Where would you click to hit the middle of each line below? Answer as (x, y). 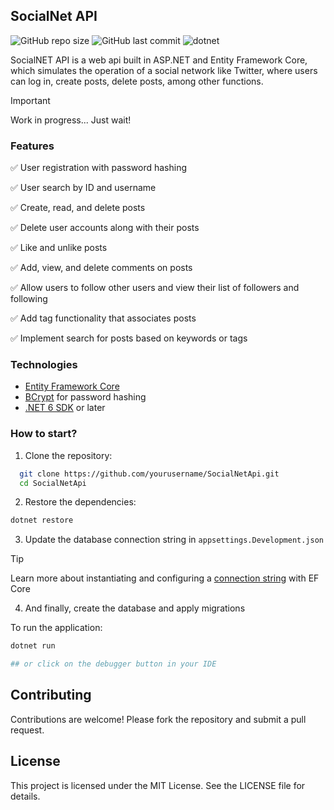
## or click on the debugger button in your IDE (113, 664)
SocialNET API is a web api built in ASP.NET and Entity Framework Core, (159, 60)
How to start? (44, 434)
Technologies (44, 365)
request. (27, 730)
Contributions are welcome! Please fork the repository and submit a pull (158, 719)
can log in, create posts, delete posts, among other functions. (137, 81)
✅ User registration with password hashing (99, 168)
